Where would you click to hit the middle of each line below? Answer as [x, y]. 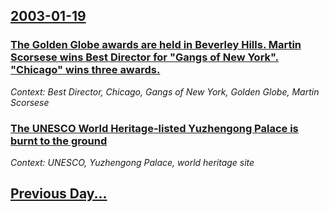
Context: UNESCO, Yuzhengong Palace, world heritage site [132, 162]
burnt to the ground [59, 141]
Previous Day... [59, 194]
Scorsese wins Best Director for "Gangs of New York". [145, 57]
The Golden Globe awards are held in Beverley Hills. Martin [156, 45]
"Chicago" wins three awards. [85, 70]
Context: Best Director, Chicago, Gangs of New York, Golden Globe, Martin [165, 91]
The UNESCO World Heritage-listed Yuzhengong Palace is [154, 128]
